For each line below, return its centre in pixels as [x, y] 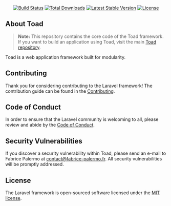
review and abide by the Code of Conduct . [50, 125]
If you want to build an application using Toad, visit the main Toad [87, 42]
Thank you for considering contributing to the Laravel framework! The [79, 86]
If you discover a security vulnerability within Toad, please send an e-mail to [86, 153]
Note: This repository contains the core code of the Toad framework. [91, 36]
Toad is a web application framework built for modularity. [66, 57]
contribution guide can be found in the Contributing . [60, 91]
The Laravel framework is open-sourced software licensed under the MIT [83, 193]
